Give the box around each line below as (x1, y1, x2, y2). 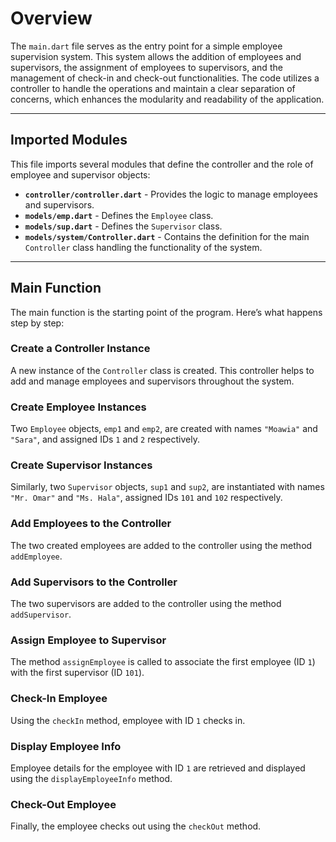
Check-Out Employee (10, 797, 117, 811)
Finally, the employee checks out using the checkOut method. (10, 820, 262, 832)
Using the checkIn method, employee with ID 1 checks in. (10, 714, 246, 726)
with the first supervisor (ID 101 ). (10, 667, 145, 679)
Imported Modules (10, 132, 128, 149)
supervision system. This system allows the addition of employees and (10, 50, 302, 62)
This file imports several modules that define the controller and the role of (10, 158, 314, 170)
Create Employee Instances (10, 400, 147, 414)
